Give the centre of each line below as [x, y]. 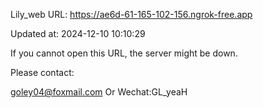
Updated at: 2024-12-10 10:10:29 [78, 33]
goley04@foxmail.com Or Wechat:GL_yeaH [99, 92]
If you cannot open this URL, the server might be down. [124, 53]
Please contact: [42, 72]
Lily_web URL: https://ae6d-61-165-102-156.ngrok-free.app [131, 14]
